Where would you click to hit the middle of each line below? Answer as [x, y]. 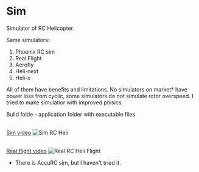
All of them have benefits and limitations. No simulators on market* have [97, 89]
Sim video [19, 132]
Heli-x [23, 77]
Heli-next [27, 71]
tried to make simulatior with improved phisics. [65, 102]
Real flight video [27, 151]
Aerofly [24, 65]
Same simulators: [28, 40]
